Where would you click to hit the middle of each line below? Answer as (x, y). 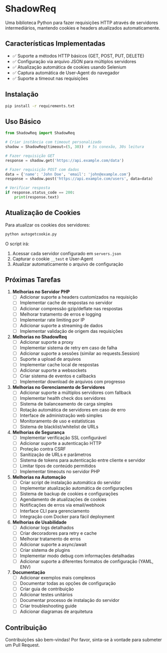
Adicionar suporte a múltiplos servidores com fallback (75, 393)
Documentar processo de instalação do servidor (70, 600)
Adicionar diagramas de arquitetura (56, 611)
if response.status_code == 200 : (40, 193)
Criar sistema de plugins (45, 550)
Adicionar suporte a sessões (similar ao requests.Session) (80, 353)
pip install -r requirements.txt (40, 106)
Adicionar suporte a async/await (53, 544)
